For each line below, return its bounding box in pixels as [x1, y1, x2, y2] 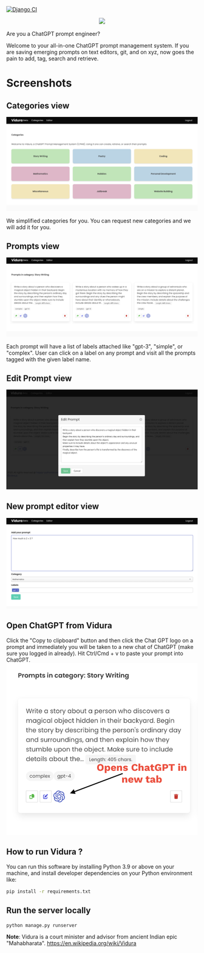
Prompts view [6, 241, 59, 251]
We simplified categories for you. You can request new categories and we [6, 217, 191, 224]
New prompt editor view [6, 501, 99, 512]
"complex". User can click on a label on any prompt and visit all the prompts [6, 349, 196, 356]
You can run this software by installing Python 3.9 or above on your [6, 863, 175, 870]
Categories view [6, 101, 70, 111]
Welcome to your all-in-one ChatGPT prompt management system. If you [6, 42, 189, 49]
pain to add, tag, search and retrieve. [6, 55, 99, 62]
